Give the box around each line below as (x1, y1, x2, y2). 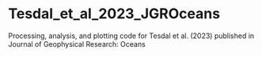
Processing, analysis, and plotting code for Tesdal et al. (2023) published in (8, 31, 255, 40)
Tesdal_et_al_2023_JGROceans (8, 5, 220, 23)
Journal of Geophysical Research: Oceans (8, 39, 146, 48)
